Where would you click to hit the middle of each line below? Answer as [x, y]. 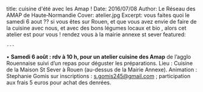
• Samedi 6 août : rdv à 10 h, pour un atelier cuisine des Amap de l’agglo [99, 57]
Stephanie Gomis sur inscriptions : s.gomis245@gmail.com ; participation [98, 76]
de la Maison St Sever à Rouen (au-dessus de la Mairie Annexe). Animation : [102, 70]
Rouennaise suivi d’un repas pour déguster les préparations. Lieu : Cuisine [100, 63]
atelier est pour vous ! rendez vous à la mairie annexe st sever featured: [96, 34]
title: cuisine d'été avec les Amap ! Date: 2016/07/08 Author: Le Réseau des [101, 9]
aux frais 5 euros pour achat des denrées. [59, 82]
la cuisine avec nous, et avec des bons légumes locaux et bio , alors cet [97, 28]
